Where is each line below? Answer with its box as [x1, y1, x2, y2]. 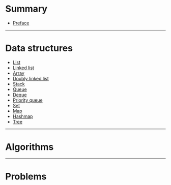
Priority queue [12, 97, 43, 103]
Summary [5, 3, 47, 15]
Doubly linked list [12, 75, 49, 81]
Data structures [5, 43, 73, 54]
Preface [12, 20, 30, 26]
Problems [5, 171, 47, 182]
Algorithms [5, 141, 54, 153]
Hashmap [12, 113, 33, 119]
